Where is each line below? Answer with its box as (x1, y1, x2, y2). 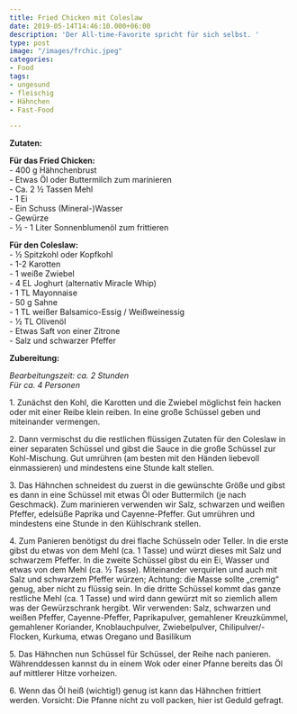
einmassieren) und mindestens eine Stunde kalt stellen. (9, 463, 214, 474)
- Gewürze (9, 212, 49, 223)
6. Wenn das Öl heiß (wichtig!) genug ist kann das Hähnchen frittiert (9, 685, 262, 696)
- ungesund (9, 80, 50, 89)
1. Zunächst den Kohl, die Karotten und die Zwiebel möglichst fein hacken (9, 397, 282, 408)
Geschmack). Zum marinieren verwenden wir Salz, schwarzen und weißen (9, 499, 285, 510)
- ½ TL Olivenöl (9, 316, 67, 327)
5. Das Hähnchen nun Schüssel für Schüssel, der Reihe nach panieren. (9, 649, 272, 660)
